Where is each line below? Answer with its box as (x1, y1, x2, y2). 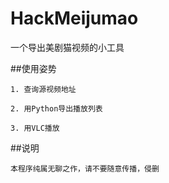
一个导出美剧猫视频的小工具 (10, 41, 125, 53)
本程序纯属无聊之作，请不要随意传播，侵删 (10, 163, 160, 174)
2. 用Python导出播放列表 (10, 103, 103, 114)
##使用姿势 (10, 62, 57, 74)
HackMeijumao (10, 7, 139, 30)
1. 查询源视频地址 (10, 84, 77, 94)
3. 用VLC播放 (10, 123, 60, 133)
